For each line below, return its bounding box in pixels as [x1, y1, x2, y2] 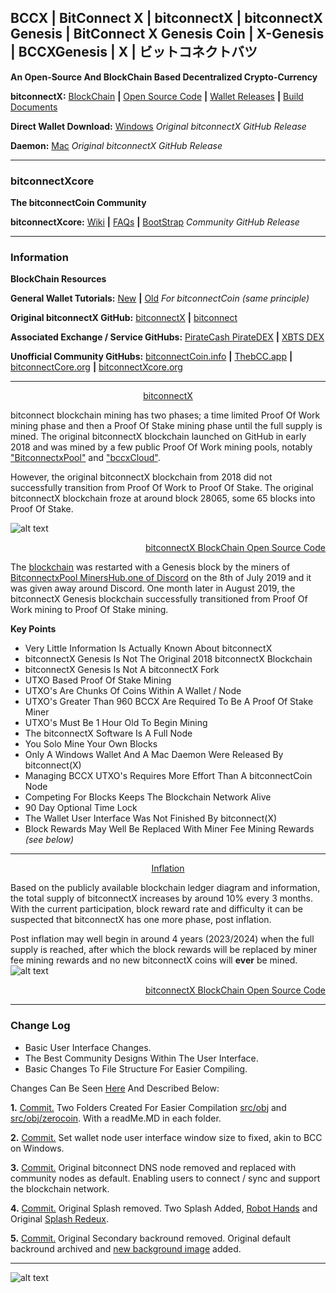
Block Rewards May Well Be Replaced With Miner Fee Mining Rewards [24, 823, 315, 835]
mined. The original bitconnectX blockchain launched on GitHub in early [10, 431, 307, 443]
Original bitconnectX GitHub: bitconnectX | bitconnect [10, 312, 238, 324]
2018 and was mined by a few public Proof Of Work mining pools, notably [10, 441, 313, 453]
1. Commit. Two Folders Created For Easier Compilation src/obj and [10, 1101, 287, 1113]
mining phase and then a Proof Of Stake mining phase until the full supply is [10, 420, 323, 432]
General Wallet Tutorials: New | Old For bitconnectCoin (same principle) [10, 292, 310, 305]
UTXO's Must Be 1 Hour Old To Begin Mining [24, 717, 208, 729]
